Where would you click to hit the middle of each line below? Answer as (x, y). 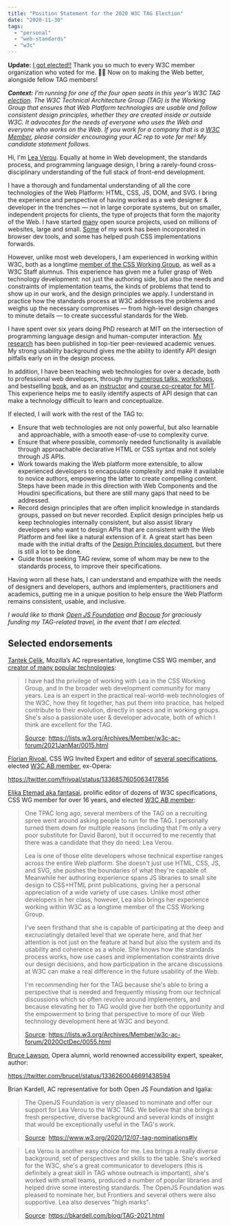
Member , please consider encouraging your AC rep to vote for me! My (107, 137)
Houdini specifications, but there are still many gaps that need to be (114, 493)
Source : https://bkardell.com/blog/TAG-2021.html (95, 1215)
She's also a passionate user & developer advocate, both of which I (120, 717)
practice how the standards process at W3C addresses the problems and (111, 301)
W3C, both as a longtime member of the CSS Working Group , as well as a (112, 264)
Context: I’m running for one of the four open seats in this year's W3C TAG (114, 93)
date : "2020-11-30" (36, 20)
